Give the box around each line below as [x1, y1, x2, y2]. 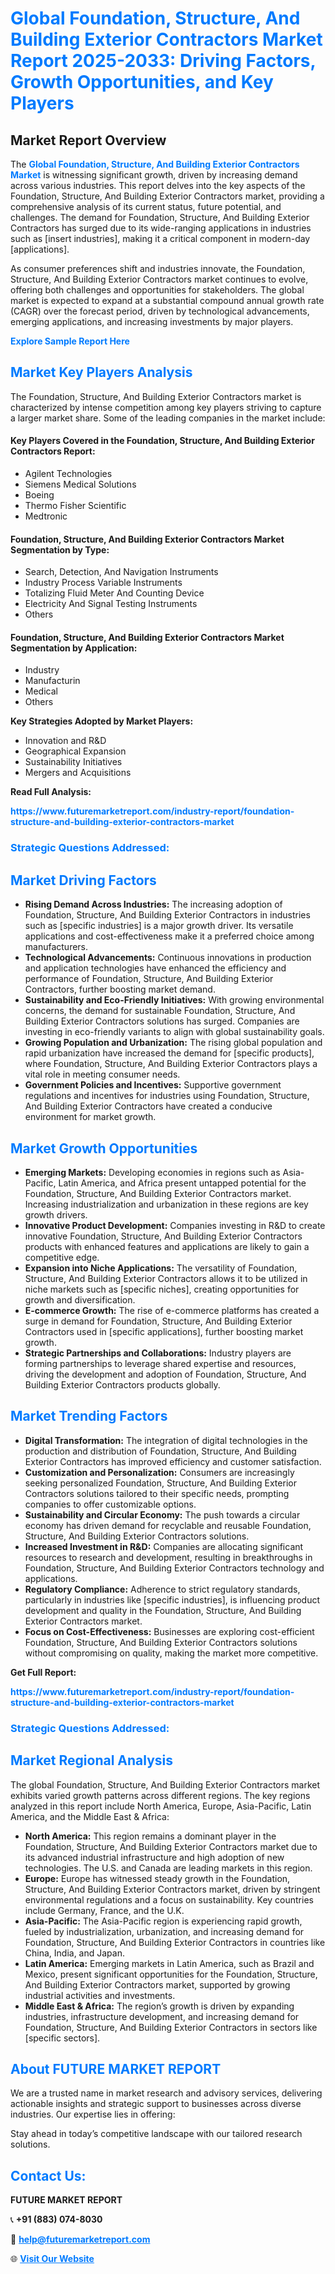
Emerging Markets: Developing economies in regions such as [24, 1166, 281, 1178]
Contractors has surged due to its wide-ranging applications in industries [10, 222, 312, 234]
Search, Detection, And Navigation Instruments [24, 566, 219, 578]
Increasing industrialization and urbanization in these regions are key [24, 1198, 309, 1210]
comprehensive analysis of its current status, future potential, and [10, 201, 282, 212]
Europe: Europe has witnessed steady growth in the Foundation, [24, 1872, 291, 1884]
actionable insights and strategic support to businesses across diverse [10, 2098, 302, 2110]
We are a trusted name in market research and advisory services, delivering [10, 2087, 323, 2099]
